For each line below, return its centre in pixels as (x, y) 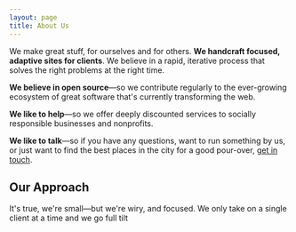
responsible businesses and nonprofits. (81, 123)
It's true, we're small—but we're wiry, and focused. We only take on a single (148, 209)
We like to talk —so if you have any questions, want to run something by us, (148, 140)
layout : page (33, 17)
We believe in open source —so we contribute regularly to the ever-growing (148, 87)
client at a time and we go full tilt (69, 218)
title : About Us (39, 26)
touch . (21, 159)
